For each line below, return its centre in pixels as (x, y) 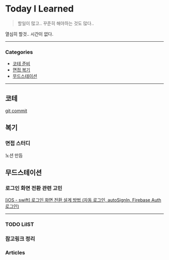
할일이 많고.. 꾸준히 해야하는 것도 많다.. (56, 23)
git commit (16, 111)
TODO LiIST (20, 224)
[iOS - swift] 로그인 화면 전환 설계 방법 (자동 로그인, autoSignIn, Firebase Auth (83, 200)
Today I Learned (39, 9)
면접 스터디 (18, 143)
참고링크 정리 (20, 239)
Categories (19, 52)
